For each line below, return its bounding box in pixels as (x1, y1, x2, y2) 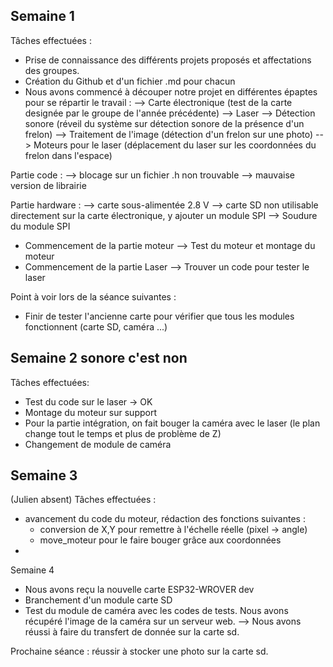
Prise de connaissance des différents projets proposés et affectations (24, 54, 312, 66)
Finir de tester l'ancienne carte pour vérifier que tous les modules (24, 310, 295, 322)
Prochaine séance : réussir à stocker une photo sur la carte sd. (10, 645, 269, 658)
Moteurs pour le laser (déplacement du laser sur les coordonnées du (33, 139, 317, 151)
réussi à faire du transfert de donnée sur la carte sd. (24, 626, 240, 638)
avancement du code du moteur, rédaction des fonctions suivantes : (24, 513, 306, 525)
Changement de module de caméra (24, 438, 172, 450)
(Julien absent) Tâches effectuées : (10, 494, 157, 506)
